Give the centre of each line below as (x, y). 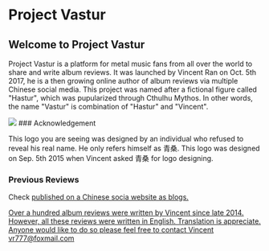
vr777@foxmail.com (41, 238)
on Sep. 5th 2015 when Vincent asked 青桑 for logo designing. (111, 158)
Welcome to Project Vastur (77, 45)
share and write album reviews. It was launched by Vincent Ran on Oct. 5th (132, 72)
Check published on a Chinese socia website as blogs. (98, 197)
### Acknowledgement (57, 123)
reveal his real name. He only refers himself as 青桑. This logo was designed (134, 148)
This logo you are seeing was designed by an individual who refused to (126, 139)
